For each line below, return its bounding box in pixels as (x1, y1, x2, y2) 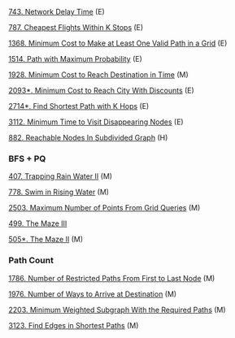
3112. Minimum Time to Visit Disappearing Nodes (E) (8, 117, 185, 127)
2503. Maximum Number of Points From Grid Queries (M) (8, 203, 201, 213)
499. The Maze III (8, 219, 67, 228)
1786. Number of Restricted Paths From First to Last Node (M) (8, 273, 215, 283)
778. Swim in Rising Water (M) (8, 187, 110, 197)
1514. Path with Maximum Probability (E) (8, 54, 142, 63)
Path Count (8, 255, 54, 266)
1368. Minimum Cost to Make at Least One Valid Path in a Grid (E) (8, 38, 228, 48)
